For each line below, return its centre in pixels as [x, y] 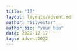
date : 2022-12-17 [27, 33]
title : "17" [20, 11]
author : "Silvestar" [31, 22]
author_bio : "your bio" [35, 28]
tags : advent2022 [27, 39]
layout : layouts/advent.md [39, 17]
